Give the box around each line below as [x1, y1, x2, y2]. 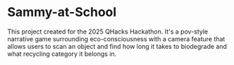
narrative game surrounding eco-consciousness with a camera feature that [7, 34, 226, 43]
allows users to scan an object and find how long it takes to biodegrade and [7, 42, 228, 50]
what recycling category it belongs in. [7, 50, 117, 58]
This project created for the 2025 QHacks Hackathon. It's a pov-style [7, 27, 209, 36]
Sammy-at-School [7, 4, 117, 20]
